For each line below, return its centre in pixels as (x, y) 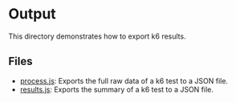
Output (32, 14)
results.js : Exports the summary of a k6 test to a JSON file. (117, 89)
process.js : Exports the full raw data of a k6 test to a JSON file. (124, 80)
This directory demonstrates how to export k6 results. (97, 36)
